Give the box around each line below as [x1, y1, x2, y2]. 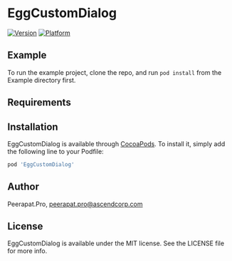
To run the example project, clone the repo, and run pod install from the [7, 68, 222, 76]
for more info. [7, 247, 48, 255]
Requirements [7, 96, 71, 108]
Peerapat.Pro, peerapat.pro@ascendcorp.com [7, 200, 143, 208]
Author [7, 180, 39, 193]
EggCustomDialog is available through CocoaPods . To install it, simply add [7, 139, 226, 148]
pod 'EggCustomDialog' [7, 160, 75, 168]
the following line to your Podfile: [7, 147, 105, 155]
